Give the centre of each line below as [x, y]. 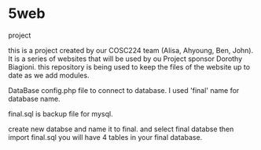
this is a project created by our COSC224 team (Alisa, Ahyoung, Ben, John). [131, 50]
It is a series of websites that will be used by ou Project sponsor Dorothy [125, 59]
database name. [34, 98]
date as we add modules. [49, 75]
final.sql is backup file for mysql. [61, 113]
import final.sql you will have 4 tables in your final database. [105, 137]
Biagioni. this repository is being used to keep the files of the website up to [129, 66]
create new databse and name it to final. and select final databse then [121, 129]
